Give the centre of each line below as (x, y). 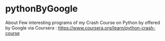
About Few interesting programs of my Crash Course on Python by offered (83, 22)
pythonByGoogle (42, 9)
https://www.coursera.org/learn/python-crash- (106, 27)
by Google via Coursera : (31, 27)
